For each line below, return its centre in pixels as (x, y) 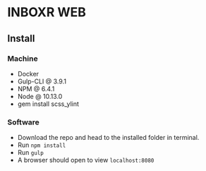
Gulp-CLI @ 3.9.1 (42, 81)
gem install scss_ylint (48, 104)
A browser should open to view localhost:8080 (86, 160)
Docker (28, 73)
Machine (23, 59)
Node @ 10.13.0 (40, 96)
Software (24, 122)
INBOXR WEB (47, 12)
